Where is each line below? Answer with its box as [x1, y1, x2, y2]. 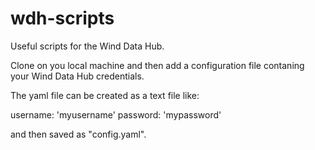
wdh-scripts [10, 7, 115, 30]
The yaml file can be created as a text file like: [10, 89, 200, 101]
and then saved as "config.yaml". [10, 128, 147, 140]
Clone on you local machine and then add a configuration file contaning [10, 59, 305, 71]
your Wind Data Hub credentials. [10, 70, 145, 82]
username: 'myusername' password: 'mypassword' [10, 108, 222, 121]
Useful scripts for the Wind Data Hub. [10, 40, 165, 52]
